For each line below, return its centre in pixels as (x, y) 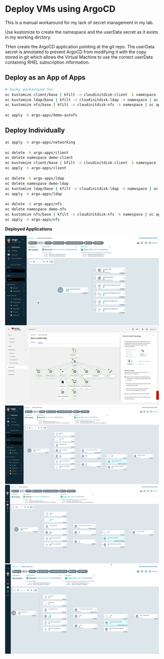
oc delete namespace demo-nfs (36, 209)
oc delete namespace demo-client (39, 158)
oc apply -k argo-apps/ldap (34, 194)
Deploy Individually (35, 130)
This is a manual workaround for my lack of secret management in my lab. (79, 22)
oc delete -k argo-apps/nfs (34, 204)
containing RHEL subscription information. (48, 62)
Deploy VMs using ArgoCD (60, 9)
